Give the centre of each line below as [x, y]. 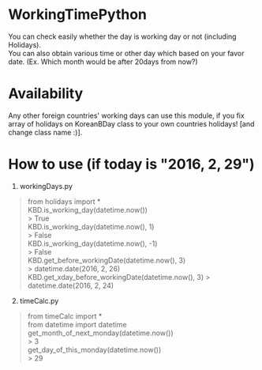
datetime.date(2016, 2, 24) [71, 285]
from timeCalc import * [65, 316]
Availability [46, 94]
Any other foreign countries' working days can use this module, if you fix [126, 115]
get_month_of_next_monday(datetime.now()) [100, 333]
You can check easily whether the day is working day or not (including [122, 36]
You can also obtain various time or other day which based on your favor [126, 53]
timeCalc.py [39, 300]
